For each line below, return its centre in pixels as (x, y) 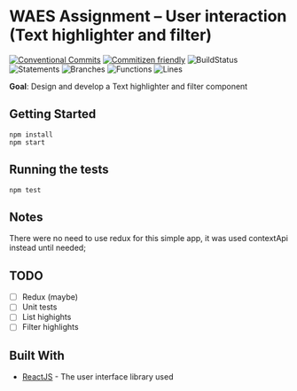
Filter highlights (50, 327)
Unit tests (39, 307)
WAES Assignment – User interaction (148, 16)
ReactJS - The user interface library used (98, 377)
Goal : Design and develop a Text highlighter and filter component (129, 86)
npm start (27, 142)
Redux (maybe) (50, 297)
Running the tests (59, 170)
